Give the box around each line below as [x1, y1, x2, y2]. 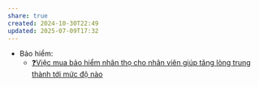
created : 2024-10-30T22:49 [7, 19, 99, 27]
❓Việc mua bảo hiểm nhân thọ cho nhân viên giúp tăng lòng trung [31, 58, 251, 68]
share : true [7, 11, 48, 20]
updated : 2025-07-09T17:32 [7, 27, 99, 35]
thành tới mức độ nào [31, 69, 103, 79]
